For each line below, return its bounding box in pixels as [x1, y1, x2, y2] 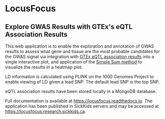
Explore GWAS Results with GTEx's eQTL [5, 23, 133, 31]
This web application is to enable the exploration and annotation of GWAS [5, 43, 154, 49]
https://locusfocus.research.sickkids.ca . [5, 109, 86, 114]
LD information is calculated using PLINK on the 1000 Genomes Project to [5, 74, 154, 79]
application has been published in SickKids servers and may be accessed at [5, 103, 159, 109]
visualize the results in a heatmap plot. [5, 64, 83, 70]
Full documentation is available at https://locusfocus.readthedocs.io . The [5, 98, 153, 104]
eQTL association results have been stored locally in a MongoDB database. [5, 89, 157, 94]
